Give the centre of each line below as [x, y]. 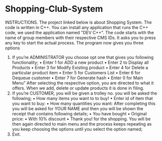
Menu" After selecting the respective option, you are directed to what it [83, 83]
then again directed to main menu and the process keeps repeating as [82, 124]
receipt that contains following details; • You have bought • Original [79, 113]
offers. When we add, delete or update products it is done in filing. [78, 88]
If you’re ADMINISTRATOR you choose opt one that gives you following [83, 57]
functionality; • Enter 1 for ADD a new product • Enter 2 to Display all [80, 62]
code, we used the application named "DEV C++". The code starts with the [80, 32]
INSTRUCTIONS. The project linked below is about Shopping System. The [79, 22]
